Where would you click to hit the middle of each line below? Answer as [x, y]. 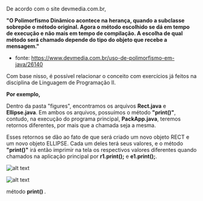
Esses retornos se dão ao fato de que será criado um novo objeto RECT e [98, 137]
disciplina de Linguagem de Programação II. [61, 82]
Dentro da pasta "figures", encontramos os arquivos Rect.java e [86, 106]
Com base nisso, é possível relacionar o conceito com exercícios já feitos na [101, 76]
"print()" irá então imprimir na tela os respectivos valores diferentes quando [101, 150]
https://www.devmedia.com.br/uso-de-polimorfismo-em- [103, 58]
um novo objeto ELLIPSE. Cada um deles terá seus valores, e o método [95, 143]
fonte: [22, 58]
